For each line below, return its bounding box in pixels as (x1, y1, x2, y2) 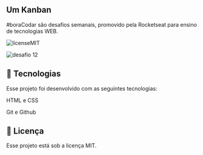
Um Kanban (6, 5, 52, 15)
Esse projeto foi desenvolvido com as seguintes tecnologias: (6, 84, 158, 92)
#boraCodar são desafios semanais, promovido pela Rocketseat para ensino (6, 21, 197, 28)
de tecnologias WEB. (6, 27, 59, 35)
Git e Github (6, 108, 36, 115)
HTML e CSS (6, 97, 39, 104)
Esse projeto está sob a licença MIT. (6, 142, 97, 150)
